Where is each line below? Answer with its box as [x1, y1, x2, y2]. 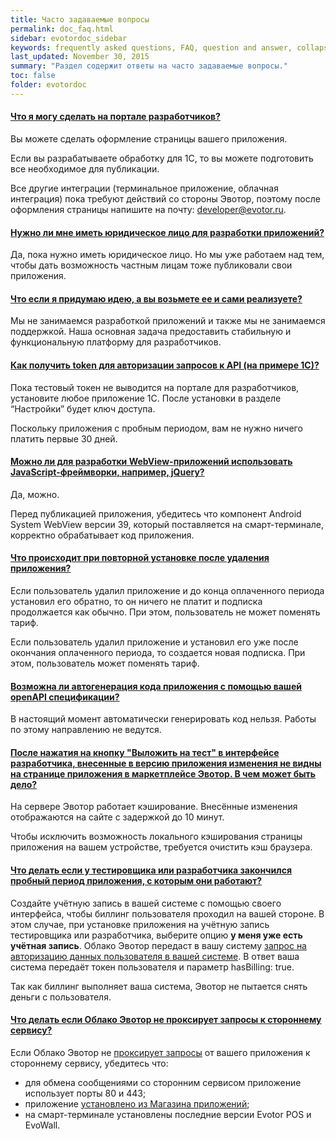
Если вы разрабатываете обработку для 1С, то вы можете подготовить [10, 152, 314, 164]
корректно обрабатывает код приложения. [10, 529, 195, 541]
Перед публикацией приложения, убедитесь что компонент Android [10, 507, 302, 520]
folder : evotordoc [10, 80, 87, 90]
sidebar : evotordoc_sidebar [10, 33, 128, 43]
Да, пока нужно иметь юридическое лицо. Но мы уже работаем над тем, [10, 249, 325, 261]
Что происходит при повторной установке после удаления [10, 552, 270, 564]
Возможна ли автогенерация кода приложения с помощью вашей [10, 680, 302, 692]
